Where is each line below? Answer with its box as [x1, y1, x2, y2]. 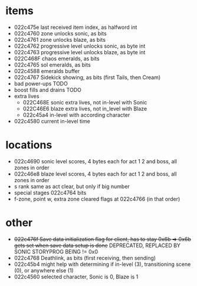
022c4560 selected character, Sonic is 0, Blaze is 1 [14, 273, 139, 280]
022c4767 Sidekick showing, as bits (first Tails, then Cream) [14, 74, 161, 81]
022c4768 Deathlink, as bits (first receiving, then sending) [14, 254, 156, 261]
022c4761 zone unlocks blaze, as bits [14, 36, 106, 43]
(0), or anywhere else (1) [14, 267, 74, 274]
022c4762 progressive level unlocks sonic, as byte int [14, 42, 146, 50]
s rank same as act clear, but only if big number [14, 183, 130, 190]
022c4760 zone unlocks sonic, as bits [14, 29, 107, 37]
